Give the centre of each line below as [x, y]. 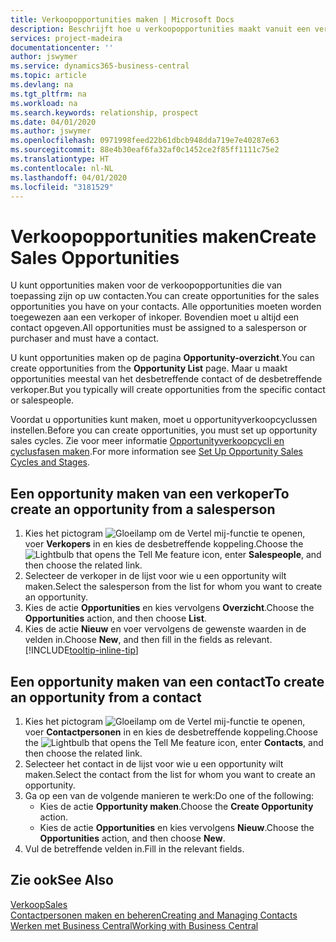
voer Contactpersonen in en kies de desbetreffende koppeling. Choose [171, 732]
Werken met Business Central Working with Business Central [134, 925]
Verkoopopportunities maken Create [163, 236]
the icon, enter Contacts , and [174, 742]
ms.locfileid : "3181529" [62, 187]
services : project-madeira [66, 38]
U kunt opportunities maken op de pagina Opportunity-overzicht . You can [163, 358]
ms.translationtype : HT [60, 159]
